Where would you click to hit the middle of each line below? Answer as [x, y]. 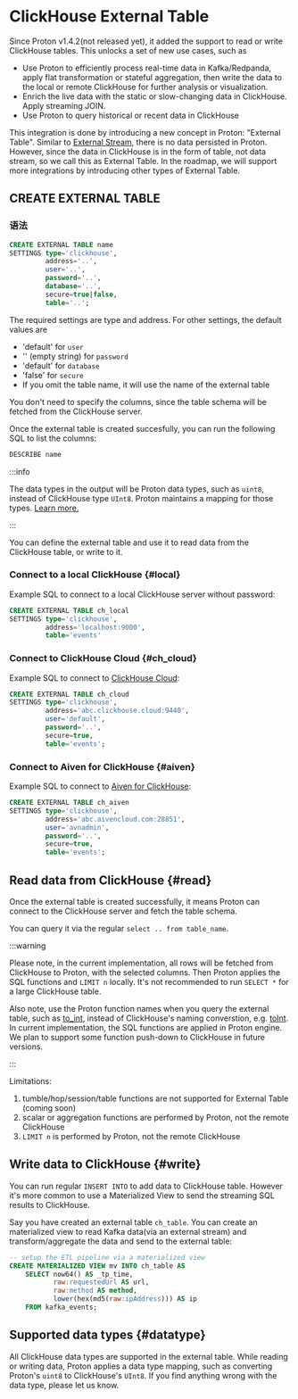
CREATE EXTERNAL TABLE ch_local [69, 610]
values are [28, 329]
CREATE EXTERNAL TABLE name [62, 244]
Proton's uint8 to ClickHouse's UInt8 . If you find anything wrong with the [143, 1375]
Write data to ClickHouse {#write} [105, 1165]
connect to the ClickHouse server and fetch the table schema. [124, 911]
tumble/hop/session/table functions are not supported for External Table [155, 1098]
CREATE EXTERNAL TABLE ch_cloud [69, 694]
